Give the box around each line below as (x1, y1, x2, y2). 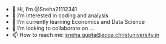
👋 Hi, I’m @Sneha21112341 (12, 6, 78, 12)
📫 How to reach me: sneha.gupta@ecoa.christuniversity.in (12, 32, 159, 38)
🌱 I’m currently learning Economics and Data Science (12, 18, 145, 25)
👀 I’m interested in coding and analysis (12, 12, 109, 19)
